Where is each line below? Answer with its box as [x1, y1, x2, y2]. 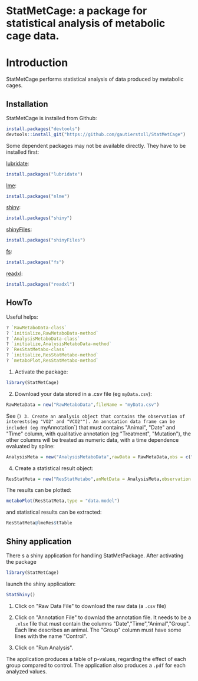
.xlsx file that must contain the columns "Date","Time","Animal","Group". [14, 620, 190, 627]
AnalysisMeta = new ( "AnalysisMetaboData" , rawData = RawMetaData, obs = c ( [6, 454, 192, 460]
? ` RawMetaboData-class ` [6, 325, 67, 330]
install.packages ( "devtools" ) [6, 125, 81, 132]
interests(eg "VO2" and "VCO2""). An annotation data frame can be [6, 418, 176, 425]
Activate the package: [14, 368, 68, 375]
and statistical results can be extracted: [6, 508, 102, 516]
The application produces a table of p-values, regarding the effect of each [6, 655, 187, 662]
